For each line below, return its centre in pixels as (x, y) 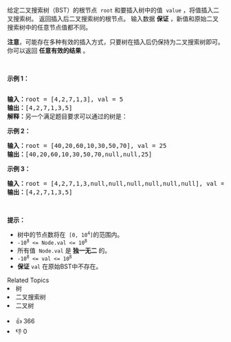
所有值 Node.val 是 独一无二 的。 (64, 250)
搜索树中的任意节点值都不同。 (49, 27)
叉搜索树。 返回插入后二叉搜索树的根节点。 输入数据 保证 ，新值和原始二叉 (113, 19)
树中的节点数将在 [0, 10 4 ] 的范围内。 (70, 235)
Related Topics (28, 280)
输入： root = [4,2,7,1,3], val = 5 (65, 99)
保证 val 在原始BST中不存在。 (59, 266)
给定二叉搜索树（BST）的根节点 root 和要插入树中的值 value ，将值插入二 (113, 10)
